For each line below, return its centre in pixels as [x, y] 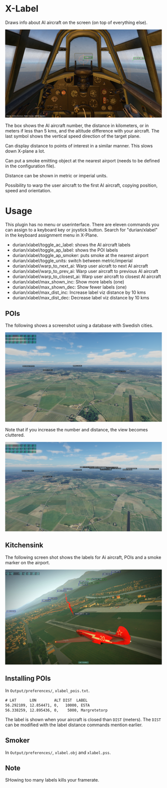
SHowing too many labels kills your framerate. [52, 780]
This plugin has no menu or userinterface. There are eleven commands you [82, 225]
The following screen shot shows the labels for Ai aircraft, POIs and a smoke [83, 557]
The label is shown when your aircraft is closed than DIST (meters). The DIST [83, 719]
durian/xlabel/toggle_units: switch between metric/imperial [72, 261]
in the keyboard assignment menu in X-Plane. [52, 235]
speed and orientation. [28, 191]
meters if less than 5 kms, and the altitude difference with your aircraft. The [82, 131]
